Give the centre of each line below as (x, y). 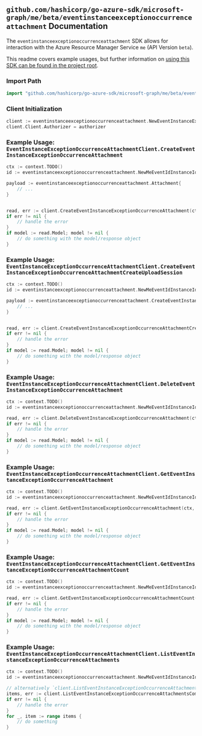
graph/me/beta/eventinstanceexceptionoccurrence (99, 18)
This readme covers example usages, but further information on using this (98, 59)
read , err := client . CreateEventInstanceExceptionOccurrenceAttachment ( (99, 211)
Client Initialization (34, 108)
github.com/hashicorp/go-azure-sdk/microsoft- (95, 10)
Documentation (78, 26)
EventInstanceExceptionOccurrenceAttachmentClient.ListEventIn (101, 654)
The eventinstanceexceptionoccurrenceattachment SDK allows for (87, 41)
